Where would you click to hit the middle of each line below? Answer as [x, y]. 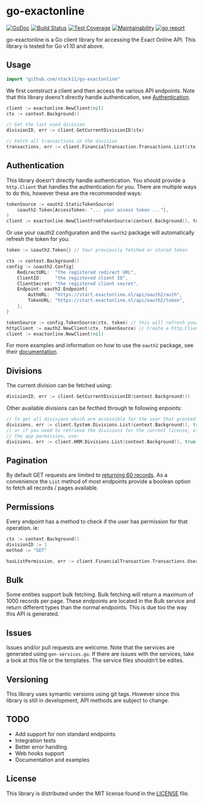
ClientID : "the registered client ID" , [73, 278]
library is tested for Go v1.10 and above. [55, 46]
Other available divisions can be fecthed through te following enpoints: [94, 408]
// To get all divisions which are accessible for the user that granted [101, 419]
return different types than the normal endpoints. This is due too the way [97, 608]
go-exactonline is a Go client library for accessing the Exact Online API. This [101, 39]
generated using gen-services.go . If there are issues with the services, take [100, 654]
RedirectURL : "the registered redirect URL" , [77, 272]
